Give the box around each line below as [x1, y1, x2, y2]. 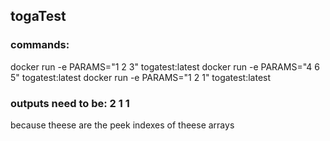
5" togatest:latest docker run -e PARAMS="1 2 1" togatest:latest [10, 71, 272, 83]
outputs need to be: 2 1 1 [10, 96, 130, 110]
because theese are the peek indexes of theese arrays [10, 119, 235, 131]
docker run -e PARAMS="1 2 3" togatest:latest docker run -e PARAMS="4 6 [10, 60, 320, 73]
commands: [10, 38, 70, 52]
